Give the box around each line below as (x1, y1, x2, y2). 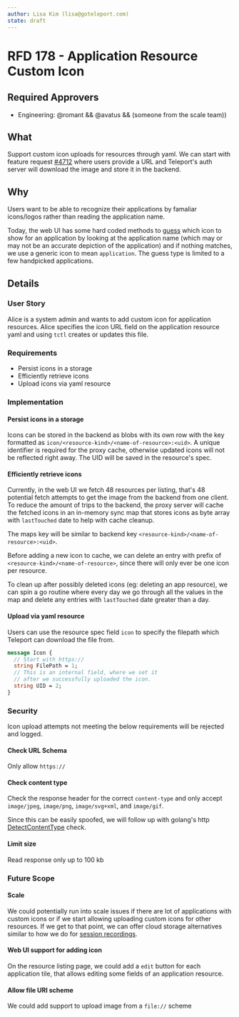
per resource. (7, 566, 48, 575)
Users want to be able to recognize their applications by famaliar (7, 205, 198, 214)
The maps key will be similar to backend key (7, 530, 138, 538)
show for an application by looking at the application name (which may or (7, 234, 223, 243)
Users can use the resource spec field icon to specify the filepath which (7, 628, 220, 636)
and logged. (7, 730, 43, 738)
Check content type (7, 778, 68, 786)
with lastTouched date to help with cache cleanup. (7, 516, 155, 525)
